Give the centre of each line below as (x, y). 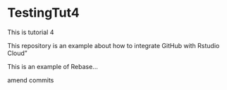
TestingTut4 (43, 13)
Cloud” (18, 53)
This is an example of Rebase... (53, 66)
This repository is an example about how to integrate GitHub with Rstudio (114, 45)
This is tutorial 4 (31, 32)
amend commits (31, 80)
